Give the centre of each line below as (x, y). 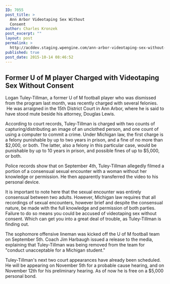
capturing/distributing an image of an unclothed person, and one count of (82, 129)
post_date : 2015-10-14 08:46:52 (39, 57)
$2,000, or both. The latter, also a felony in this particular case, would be (81, 146)
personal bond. (21, 276)
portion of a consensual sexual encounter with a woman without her (76, 171)
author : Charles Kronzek (31, 29)
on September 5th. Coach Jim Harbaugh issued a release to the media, (79, 239)
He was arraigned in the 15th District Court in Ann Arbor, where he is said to (85, 109)
